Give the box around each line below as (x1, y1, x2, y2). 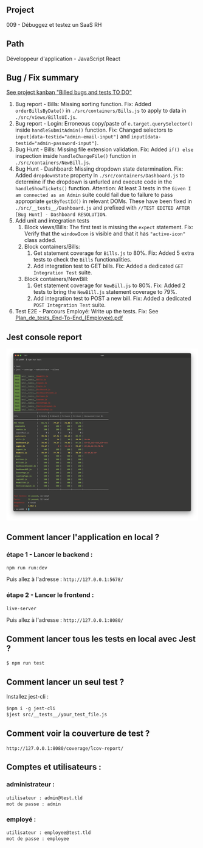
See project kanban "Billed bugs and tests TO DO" (6, 88, 132, 96)
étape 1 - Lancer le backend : (6, 550, 93, 558)
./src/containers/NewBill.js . (15, 159, 91, 166)
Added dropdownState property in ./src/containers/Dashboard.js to (15, 172, 185, 179)
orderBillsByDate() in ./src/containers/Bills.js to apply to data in (15, 107, 187, 115)
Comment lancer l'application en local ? (6, 532, 160, 542)
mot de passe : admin (6, 801, 61, 807)
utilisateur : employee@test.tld (6, 830, 91, 836)
